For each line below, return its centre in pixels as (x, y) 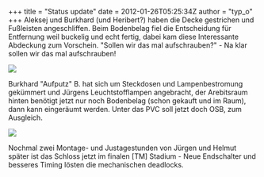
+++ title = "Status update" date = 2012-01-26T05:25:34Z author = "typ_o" (131, 12)
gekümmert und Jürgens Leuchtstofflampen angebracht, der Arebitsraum (128, 92)
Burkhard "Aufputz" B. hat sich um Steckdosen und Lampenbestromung (126, 84)
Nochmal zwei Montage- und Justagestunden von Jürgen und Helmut (122, 148)
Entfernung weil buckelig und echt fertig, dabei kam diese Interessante (124, 37)
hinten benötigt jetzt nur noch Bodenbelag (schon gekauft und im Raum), (127, 101)
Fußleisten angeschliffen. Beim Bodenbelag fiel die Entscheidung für (120, 28)
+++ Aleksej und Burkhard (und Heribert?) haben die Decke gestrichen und (131, 20)
